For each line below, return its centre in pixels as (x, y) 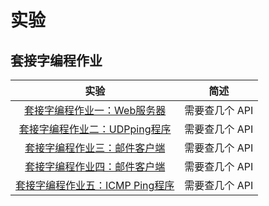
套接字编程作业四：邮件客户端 (95, 166)
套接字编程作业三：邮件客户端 (95, 148)
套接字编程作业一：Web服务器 (95, 110)
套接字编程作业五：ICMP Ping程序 (95, 185)
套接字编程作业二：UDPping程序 (95, 129)
